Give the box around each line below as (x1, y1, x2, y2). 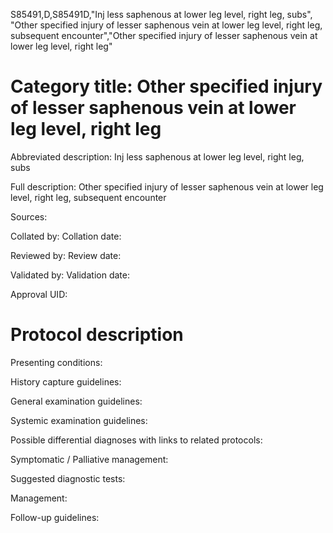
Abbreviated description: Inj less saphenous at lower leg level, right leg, (10, 150, 305, 163)
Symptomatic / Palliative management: (10, 453, 169, 465)
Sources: (10, 210, 48, 223)
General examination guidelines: (10, 395, 143, 407)
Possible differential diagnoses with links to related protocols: (10, 434, 263, 446)
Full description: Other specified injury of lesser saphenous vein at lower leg (10, 180, 324, 193)
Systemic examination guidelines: (10, 414, 148, 426)
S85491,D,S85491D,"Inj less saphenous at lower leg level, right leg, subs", (10, 9, 313, 20)
